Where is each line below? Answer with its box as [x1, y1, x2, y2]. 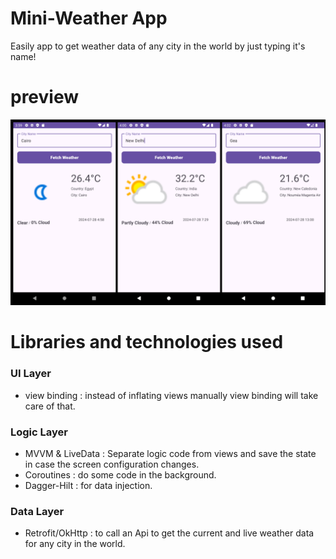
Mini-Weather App [10, 7, 168, 30]
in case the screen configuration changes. [24, 458, 200, 470]
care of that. [24, 400, 76, 412]
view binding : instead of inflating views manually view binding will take [24, 389, 319, 401]
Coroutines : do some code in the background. [24, 468, 217, 481]
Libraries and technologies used [10, 331, 284, 354]
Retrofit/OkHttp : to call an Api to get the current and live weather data [24, 527, 315, 539]
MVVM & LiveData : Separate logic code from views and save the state [24, 447, 317, 459]
